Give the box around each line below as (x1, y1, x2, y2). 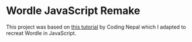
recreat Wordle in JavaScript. (6, 29, 77, 36)
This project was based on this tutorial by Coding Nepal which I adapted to (6, 23, 186, 30)
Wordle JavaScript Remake (6, 4, 140, 17)
